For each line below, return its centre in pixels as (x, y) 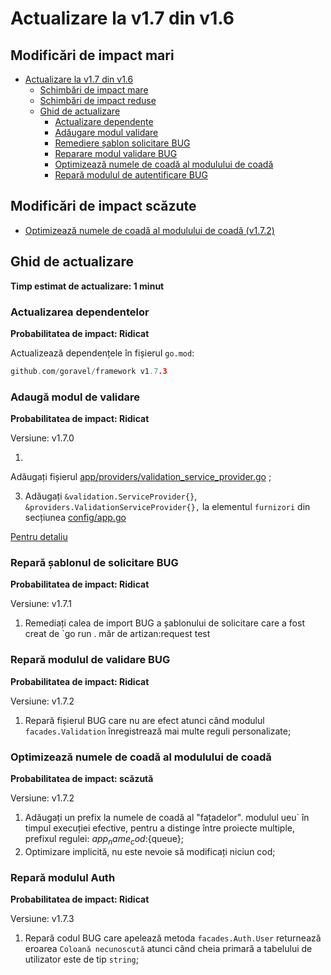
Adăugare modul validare (106, 132)
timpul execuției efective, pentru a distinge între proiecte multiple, (159, 828)
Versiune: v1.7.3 (42, 919)
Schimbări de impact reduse (98, 100)
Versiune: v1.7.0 (42, 438)
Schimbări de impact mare (94, 90)
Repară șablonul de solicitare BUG (94, 563)
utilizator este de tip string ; (81, 959)
